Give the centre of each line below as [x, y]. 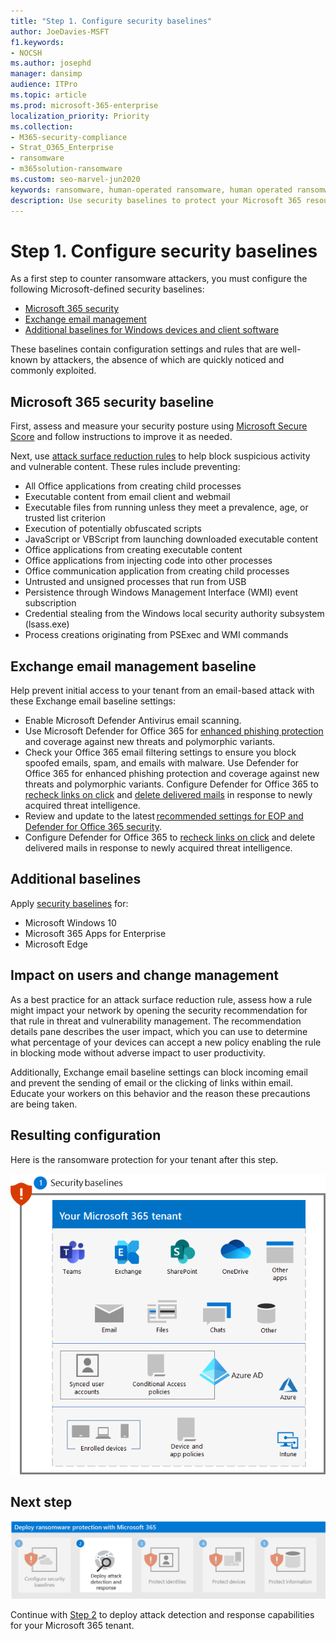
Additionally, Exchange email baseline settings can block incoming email [159, 1072]
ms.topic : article [48, 95]
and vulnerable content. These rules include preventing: [125, 467]
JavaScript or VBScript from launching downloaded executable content [171, 539]
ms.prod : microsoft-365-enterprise [84, 105]
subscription [50, 603]
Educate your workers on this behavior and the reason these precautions [160, 1093]
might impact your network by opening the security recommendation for [159, 1010]
